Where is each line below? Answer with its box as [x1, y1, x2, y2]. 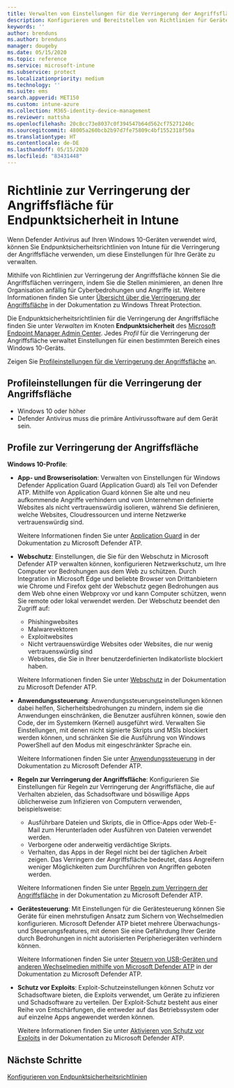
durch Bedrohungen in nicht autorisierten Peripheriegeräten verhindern [17, 934, 222, 942]
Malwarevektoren [27, 625, 78, 634]
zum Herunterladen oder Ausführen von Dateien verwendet [41, 826, 212, 834]
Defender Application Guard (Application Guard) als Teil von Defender [17, 481, 218, 490]
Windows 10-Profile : [7, 460, 68, 469]
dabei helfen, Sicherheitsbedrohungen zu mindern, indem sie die [17, 704, 203, 713]
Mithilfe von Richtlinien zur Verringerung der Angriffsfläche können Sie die [7, 271, 221, 279]
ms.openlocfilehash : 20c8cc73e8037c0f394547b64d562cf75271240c [7, 120, 195, 127]
